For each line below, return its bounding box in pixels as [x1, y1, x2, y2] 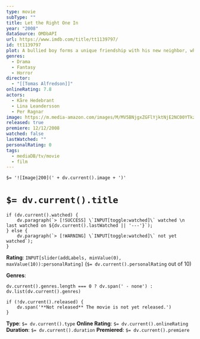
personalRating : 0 [6, 141, 52, 148]
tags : [6, 147, 20, 153]
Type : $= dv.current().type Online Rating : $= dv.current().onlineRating [6, 320, 189, 327]
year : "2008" [6, 25, 39, 32]
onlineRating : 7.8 [6, 87, 52, 93]
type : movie [6, 8, 36, 15]
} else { [6, 228, 28, 234]
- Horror [11, 70, 33, 76]
